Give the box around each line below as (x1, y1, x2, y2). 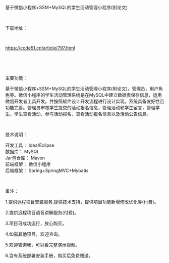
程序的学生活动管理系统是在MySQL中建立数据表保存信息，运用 (31, 92, 162, 98)
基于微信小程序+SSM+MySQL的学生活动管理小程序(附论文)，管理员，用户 (5, 85, 159, 92)
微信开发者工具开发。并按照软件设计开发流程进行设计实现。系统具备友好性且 (5, 98, 164, 104)
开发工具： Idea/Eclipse (5, 142, 54, 148)
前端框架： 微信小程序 (5, 161, 51, 167)
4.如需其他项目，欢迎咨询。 (5, 231, 63, 237)
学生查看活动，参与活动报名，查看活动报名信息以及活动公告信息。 (14, 111, 151, 117)
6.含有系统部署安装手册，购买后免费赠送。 (5, 252, 93, 258)
